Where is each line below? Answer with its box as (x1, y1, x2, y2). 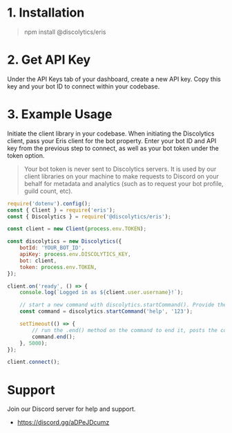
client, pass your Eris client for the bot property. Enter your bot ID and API (7, 136, 217, 145)
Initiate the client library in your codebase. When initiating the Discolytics (7, 129, 215, 138)
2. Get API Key (7, 52, 91, 68)
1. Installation (7, 5, 85, 21)
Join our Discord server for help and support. (7, 405, 136, 413)
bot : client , (19, 257, 57, 264)
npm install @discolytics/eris (23, 28, 106, 36)
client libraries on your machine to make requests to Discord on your (23, 172, 220, 181)
